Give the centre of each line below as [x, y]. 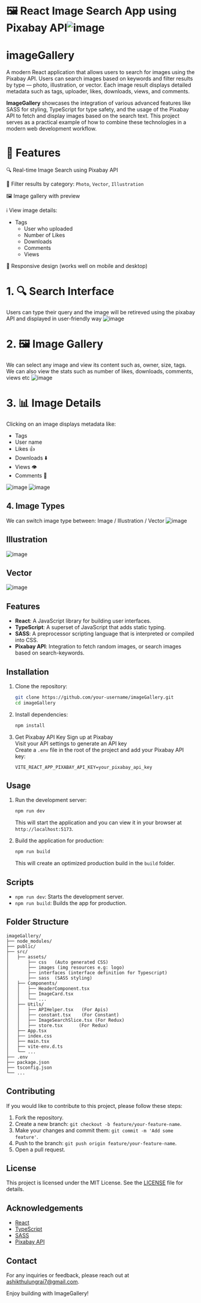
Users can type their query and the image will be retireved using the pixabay [101, 312]
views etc [18, 378]
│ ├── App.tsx [26, 1031]
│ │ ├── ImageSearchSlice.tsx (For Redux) [65, 1020]
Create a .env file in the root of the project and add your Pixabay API [99, 750]
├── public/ [21, 946]
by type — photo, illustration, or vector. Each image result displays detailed [99, 85]
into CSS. [26, 640]
